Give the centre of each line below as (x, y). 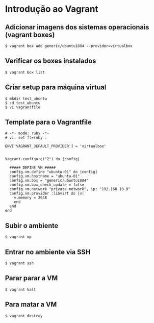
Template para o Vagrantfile (48, 122)
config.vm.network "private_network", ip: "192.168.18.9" (70, 189)
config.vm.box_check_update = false (47, 185)
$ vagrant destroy (24, 316)
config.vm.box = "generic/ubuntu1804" (49, 181)
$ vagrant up (18, 237)
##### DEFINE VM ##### (33, 168)
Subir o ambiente (32, 226)
